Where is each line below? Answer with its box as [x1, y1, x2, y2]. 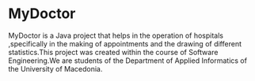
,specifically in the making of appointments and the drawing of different [8, 39, 242, 48]
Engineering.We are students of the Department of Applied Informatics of [8, 56, 248, 65]
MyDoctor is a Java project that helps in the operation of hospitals [8, 31, 224, 40]
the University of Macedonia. [8, 64, 103, 73]
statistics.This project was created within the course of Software [8, 47, 219, 57]
